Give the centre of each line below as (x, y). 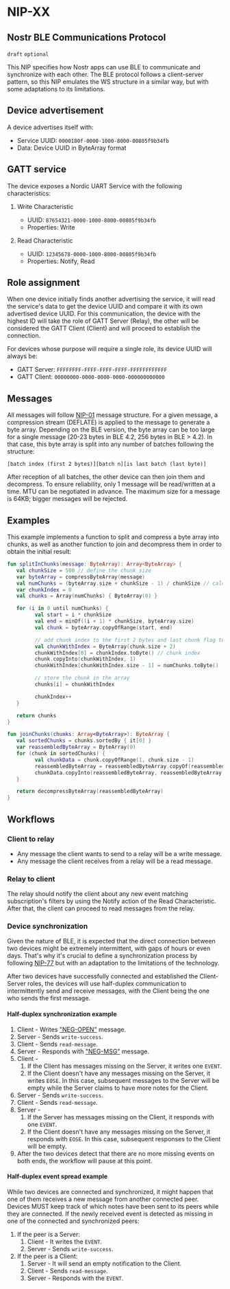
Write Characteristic (45, 206)
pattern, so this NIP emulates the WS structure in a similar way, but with (108, 82)
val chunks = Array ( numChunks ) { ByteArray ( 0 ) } (87, 596)
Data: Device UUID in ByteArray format (72, 148)
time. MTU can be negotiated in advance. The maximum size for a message (114, 491)
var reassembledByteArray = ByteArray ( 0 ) (76, 747)
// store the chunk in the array (82, 678)
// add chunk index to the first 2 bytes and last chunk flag (125, 640)
